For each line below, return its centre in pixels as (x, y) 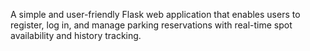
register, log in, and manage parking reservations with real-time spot (151, 25)
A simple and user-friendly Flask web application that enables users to (155, 14)
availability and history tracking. (76, 35)
